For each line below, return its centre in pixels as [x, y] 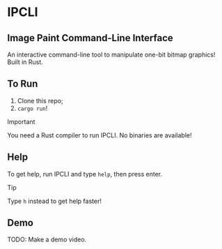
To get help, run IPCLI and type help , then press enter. [85, 174]
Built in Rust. [25, 62]
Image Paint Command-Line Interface [90, 38]
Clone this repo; [40, 100]
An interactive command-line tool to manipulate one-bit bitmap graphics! [111, 54]
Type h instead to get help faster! [55, 201]
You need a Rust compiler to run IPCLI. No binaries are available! [100, 135]
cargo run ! [32, 108]
